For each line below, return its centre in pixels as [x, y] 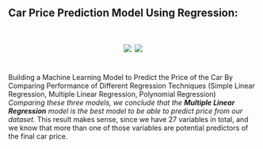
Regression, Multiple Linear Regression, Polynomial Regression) [112, 94]
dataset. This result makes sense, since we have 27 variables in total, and [128, 120]
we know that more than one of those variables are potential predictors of [128, 128]
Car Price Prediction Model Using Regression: [123, 13]
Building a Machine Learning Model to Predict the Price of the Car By [121, 78]
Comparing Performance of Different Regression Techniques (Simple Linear [132, 86]
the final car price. [38, 136]
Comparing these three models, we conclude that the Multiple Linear [122, 103]
